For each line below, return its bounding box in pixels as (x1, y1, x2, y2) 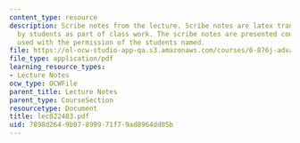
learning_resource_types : (9, 63, 105, 72)
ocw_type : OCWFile (9, 79, 78, 88)
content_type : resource (9, 12, 98, 22)
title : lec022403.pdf (9, 112, 90, 121)
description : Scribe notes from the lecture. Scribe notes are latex (9, 21, 274, 30)
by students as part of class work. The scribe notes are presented (17, 29, 278, 38)
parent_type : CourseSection (9, 95, 114, 105)
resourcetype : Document (9, 104, 98, 113)
